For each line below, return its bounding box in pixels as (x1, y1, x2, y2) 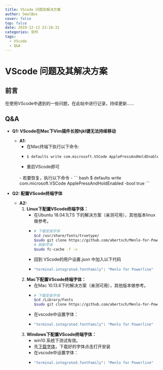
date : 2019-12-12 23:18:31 (5, 25, 60, 30)
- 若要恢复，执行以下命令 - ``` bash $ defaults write (19, 175, 121, 181)
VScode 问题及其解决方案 (5, 66, 108, 77)
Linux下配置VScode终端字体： (26, 206, 89, 212)
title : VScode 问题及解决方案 (5, 7, 61, 12)
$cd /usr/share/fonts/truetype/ (33, 233, 99, 238)
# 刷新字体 (33, 242, 53, 247)
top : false (5, 20, 27, 26)
